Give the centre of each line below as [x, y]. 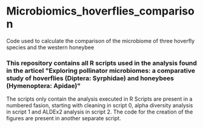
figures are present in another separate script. [64, 118]
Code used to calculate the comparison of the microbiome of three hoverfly [101, 41]
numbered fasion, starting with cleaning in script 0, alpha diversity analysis [100, 106]
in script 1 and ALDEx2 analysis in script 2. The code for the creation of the [100, 112]
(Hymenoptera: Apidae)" [43, 86]
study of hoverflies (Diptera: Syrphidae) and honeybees [90, 78]
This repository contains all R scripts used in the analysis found [101, 63]
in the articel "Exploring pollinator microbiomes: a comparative [101, 70]
